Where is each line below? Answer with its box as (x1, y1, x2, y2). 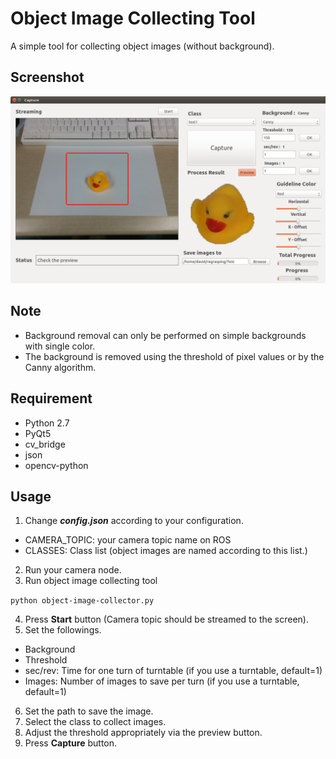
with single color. (24, 340, 96, 352)
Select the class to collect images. (24, 716, 167, 728)
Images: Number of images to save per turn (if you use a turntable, (24, 675, 300, 687)
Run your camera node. (24, 564, 122, 576)
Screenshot (10, 69, 85, 86)
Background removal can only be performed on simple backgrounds (24, 329, 307, 341)
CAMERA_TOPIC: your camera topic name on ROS (24, 534, 232, 546)
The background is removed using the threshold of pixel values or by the (24, 350, 325, 362)
